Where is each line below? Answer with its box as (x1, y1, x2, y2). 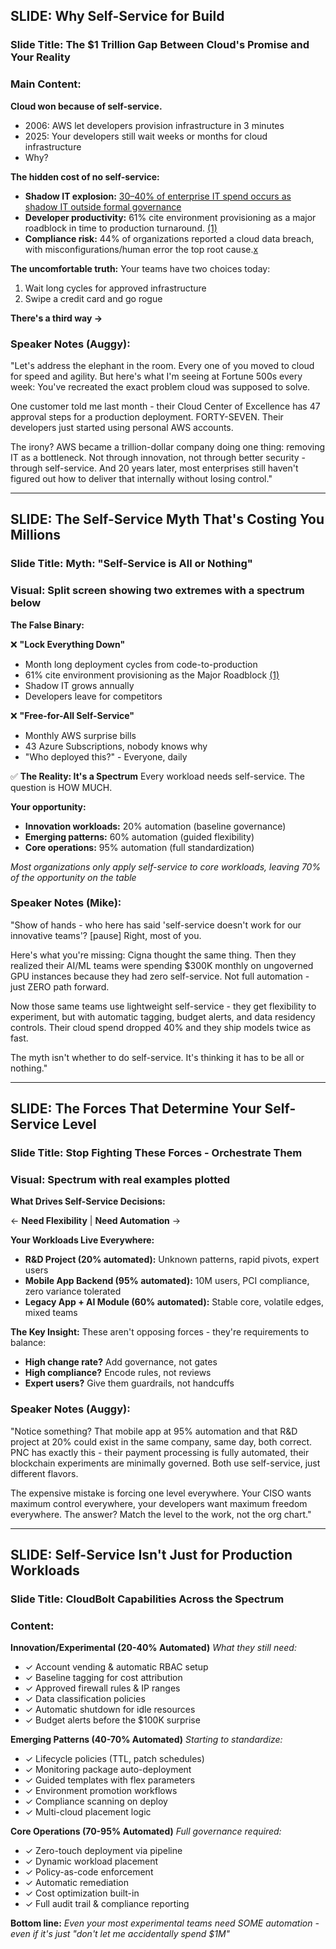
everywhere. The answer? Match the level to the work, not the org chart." (10, 1508, 312, 1520)
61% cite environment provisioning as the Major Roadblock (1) (24, 669, 280, 681)
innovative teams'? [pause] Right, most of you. (10, 929, 202, 941)
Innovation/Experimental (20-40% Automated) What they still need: (10, 1642, 297, 1654)
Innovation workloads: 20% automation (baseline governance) (24, 820, 287, 832)
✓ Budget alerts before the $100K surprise (24, 1714, 201, 1726)
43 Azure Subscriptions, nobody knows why (24, 740, 208, 752)
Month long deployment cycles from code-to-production (24, 658, 258, 670)
